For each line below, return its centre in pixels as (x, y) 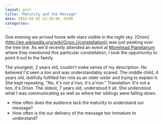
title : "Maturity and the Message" (41, 14)
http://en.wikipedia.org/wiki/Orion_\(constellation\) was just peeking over (80, 42)
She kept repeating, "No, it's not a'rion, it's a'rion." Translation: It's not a (78, 83)
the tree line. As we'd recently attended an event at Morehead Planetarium (80, 47)
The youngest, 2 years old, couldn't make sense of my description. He (76, 67)
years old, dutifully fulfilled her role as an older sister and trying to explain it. (82, 78)
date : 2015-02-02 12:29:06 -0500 (39, 19)
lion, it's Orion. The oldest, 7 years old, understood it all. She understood (78, 88)
